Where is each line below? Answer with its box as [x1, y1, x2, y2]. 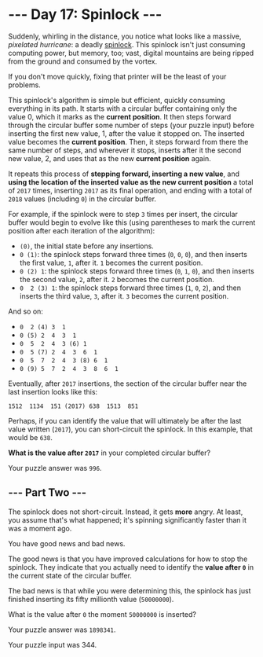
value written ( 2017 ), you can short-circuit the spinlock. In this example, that [8, 424, 253, 434]
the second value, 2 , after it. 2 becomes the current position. [19, 274, 214, 284]
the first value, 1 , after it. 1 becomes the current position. [19, 258, 203, 267]
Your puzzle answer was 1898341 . [8, 625, 116, 634]
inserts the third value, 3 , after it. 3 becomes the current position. [19, 291, 229, 300]
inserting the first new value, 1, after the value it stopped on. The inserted [8, 128, 245, 138]
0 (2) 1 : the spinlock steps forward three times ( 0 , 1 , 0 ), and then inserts [19, 266, 255, 276]
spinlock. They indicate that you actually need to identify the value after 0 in [8, 562, 254, 571]
